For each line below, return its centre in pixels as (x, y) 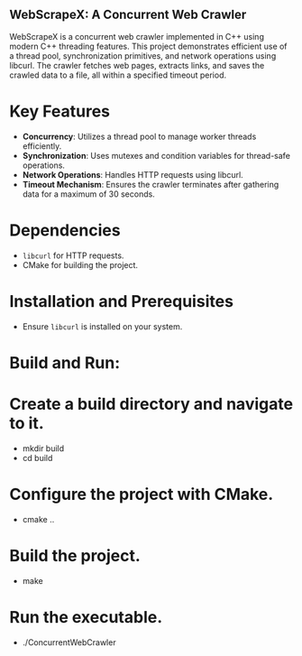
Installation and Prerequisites (122, 301)
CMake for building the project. (80, 264)
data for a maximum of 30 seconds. (88, 194)
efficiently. (42, 146)
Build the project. (75, 555)
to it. (27, 423)
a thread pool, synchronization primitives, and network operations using (143, 55)
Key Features (60, 111)
